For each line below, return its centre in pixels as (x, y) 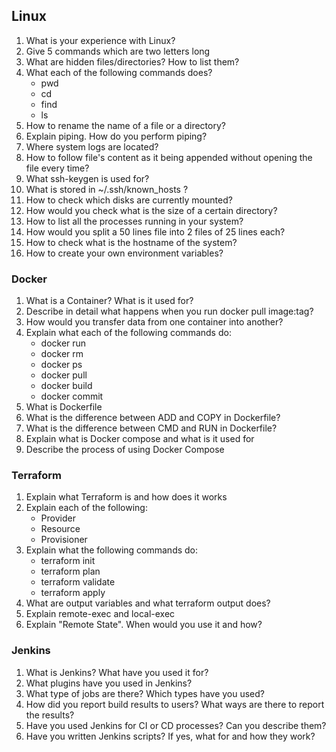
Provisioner (64, 540)
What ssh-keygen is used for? (87, 178)
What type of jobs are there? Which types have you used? (145, 693)
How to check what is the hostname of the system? (131, 242)
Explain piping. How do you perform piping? (116, 136)
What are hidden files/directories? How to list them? (132, 61)
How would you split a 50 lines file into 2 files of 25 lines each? (155, 231)
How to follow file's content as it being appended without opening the (169, 157)
